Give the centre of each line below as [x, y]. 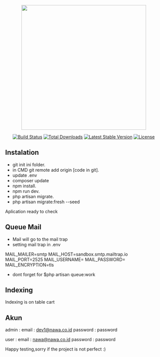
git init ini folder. [29, 164]
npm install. [24, 186]
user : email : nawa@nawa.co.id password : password [60, 340]
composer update [31, 180]
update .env [25, 175]
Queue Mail [23, 227]
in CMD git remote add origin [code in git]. [56, 170]
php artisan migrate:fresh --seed [46, 202]
